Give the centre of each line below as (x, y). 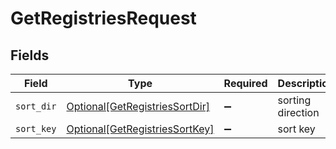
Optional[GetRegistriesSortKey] (140, 129)
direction (298, 112)
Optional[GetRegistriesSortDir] (138, 106)
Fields (30, 55)
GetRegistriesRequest (103, 18)
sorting (294, 100)
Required (245, 83)
